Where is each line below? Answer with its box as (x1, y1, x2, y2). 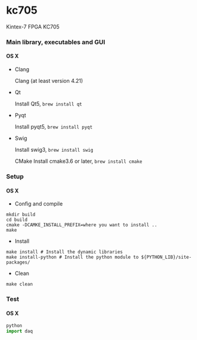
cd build (6, 217, 28, 223)
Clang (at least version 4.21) (14, 78, 83, 85)
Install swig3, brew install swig (14, 146, 93, 153)
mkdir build (6, 211, 35, 218)
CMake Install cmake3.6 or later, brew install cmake (14, 158, 143, 165)
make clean (6, 281, 33, 287)
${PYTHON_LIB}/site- (141, 254, 192, 261)
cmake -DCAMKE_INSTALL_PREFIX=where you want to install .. (6, 222, 158, 228)
